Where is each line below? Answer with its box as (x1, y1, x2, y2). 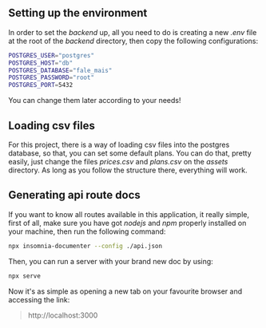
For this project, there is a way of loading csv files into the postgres (8, 140, 230, 149)
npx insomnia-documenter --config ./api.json (8, 242, 162, 250)
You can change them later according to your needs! (8, 96, 181, 105)
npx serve (8, 271, 42, 280)
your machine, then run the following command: (8, 227, 166, 236)
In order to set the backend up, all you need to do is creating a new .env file (8, 27, 257, 37)
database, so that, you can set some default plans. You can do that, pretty (8, 148, 252, 158)
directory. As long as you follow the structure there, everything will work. (8, 165, 248, 175)
